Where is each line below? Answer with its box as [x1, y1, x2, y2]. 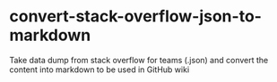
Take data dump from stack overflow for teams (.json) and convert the [9, 54, 269, 65]
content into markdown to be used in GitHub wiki [9, 64, 190, 75]
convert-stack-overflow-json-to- [9, 6, 263, 27]
